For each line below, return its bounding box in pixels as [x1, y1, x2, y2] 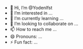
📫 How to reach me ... [10, 26, 57, 32]
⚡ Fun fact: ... [10, 39, 38, 45]
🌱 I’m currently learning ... [10, 15, 64, 21]
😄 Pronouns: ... [10, 33, 43, 39]
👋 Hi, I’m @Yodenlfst [10, 5, 53, 10]
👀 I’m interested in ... [10, 10, 53, 16]
